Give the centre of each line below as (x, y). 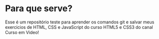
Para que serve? (39, 9)
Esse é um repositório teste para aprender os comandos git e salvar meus (80, 22)
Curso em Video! (22, 32)
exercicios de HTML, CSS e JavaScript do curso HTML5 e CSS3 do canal (79, 27)
